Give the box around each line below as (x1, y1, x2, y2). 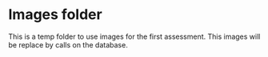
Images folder (8, 6, 102, 24)
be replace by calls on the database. (8, 40, 128, 49)
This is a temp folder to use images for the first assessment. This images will (8, 32, 261, 41)
